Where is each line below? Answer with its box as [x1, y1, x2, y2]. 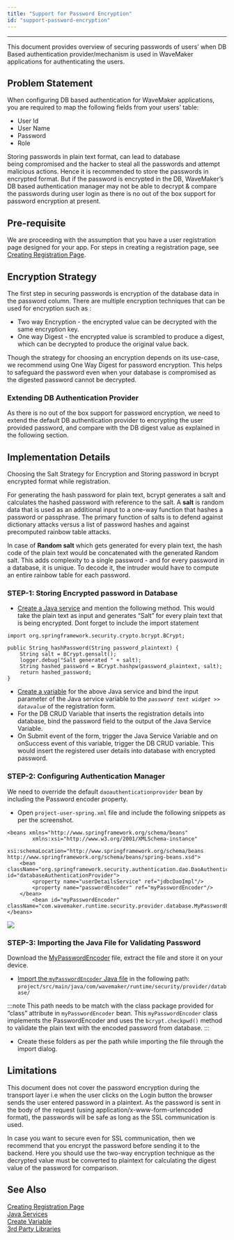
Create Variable [7, 1217, 52, 1225]
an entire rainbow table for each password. [7, 571, 131, 580]
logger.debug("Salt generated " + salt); [19, 657, 141, 664]
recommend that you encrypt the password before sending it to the [7, 1141, 201, 1149]
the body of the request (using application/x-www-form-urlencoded [7, 1105, 203, 1114]
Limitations [7, 1065, 57, 1077]
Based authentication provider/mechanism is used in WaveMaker [7, 50, 194, 58]
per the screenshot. [17, 815, 75, 824]
